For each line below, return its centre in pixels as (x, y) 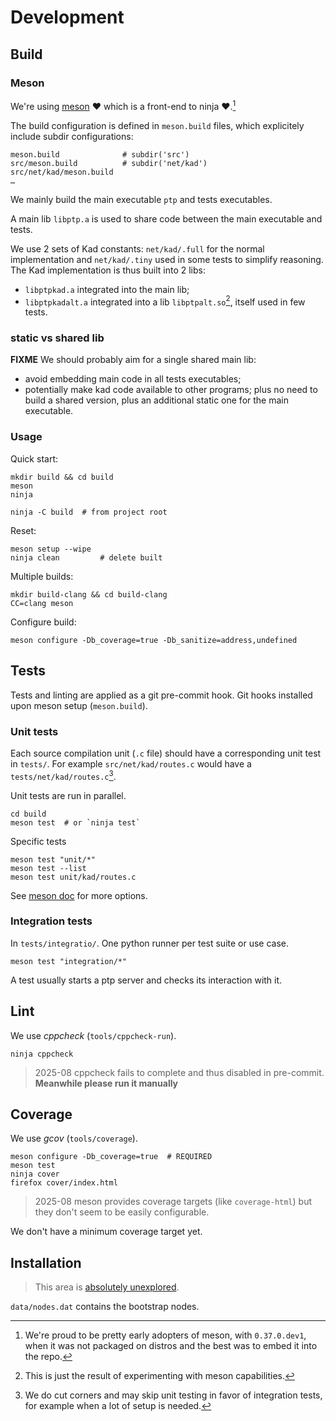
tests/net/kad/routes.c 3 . (63, 775)
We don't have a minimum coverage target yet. (106, 1232)
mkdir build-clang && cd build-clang (89, 594)
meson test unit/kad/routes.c (73, 877)
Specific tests (38, 841)
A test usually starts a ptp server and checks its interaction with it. (146, 980)
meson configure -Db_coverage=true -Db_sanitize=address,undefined (154, 640)
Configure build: (43, 622)
